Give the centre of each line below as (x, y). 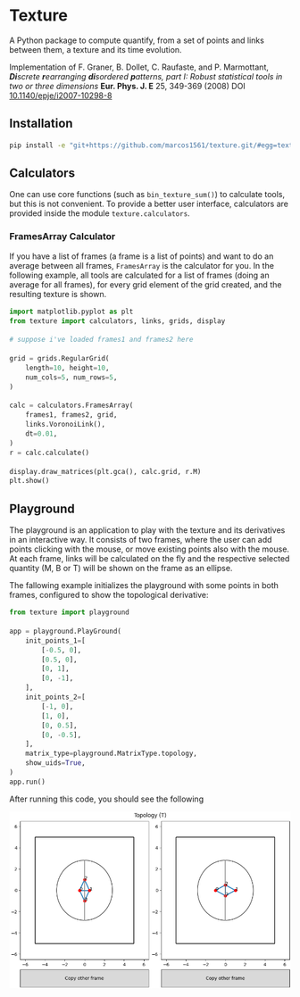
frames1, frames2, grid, (71, 415)
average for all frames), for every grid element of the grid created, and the (146, 284)
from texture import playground (69, 612)
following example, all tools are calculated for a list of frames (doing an (139, 275)
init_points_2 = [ (56, 697)
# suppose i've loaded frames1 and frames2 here (101, 340)
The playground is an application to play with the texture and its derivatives (147, 530)
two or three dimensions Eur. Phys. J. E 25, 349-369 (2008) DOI (127, 86)
